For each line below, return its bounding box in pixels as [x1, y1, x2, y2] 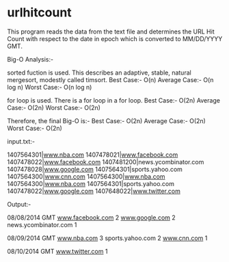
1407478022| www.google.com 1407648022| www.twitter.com [7, 187, 181, 195]
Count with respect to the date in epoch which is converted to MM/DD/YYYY [7, 34, 223, 42]
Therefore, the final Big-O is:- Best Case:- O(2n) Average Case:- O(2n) [7, 116, 206, 125]
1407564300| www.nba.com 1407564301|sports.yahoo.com [7, 179, 175, 187]
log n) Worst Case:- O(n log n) [7, 83, 92, 91]
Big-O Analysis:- [7, 55, 53, 63]
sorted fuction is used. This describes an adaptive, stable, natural [7, 68, 191, 77]
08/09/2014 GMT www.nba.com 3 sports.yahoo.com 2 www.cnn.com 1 [7, 234, 208, 242]
